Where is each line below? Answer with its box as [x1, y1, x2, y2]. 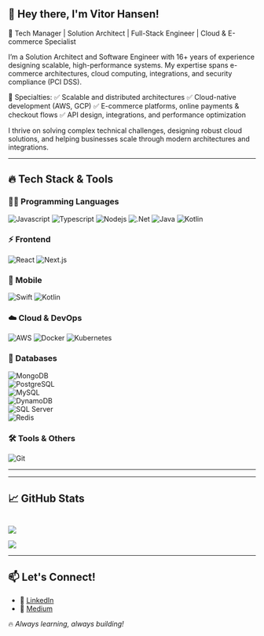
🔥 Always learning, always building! [8, 619, 124, 628]
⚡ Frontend [8, 234, 51, 245]
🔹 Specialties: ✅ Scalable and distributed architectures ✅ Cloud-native [8, 92, 237, 101]
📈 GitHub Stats [8, 492, 85, 505]
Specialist [44, 36, 76, 46]
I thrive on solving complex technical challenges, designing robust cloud [8, 126, 242, 135]
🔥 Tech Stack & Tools [8, 173, 114, 186]
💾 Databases [8, 353, 57, 364]
